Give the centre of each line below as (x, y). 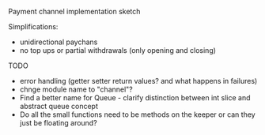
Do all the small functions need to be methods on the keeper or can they (137, 114)
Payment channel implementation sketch (74, 11)
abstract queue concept (59, 106)
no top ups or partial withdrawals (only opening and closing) (117, 50)
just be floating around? (58, 123)
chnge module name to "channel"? (76, 89)
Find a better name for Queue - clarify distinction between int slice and (135, 97)
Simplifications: (33, 26)
